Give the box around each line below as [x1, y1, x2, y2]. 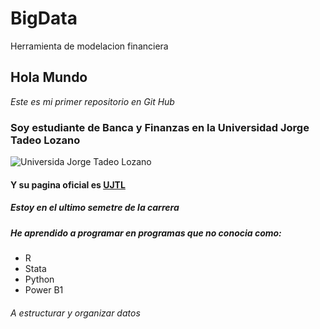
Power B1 [24, 283, 64, 296]
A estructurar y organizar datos [10, 307, 141, 319]
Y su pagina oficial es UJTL [10, 178, 126, 191]
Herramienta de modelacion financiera [10, 40, 169, 52]
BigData [10, 7, 78, 30]
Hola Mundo [10, 69, 88, 86]
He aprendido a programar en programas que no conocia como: [10, 227, 282, 239]
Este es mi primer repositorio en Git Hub [10, 95, 175, 107]
